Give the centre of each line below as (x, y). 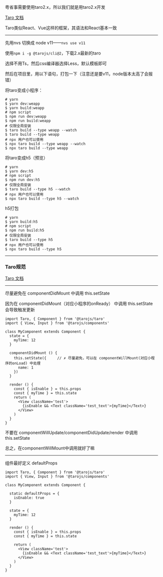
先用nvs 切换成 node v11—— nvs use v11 (45, 43)
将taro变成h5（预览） (26, 158)
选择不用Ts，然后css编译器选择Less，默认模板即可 (56, 63)
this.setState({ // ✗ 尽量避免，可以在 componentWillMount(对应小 (82, 358)
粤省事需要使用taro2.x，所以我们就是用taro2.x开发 (55, 7)
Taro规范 (16, 267)
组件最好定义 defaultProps (31, 463)
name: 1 (26, 368)
